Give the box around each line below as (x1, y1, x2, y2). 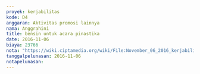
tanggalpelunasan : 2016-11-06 (6, 53, 82, 59)
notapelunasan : (6, 58, 44, 64)
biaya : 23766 (6, 42, 39, 48)
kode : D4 (6, 14, 28, 20)
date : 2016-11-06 (6, 36, 49, 42)
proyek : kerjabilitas (6, 8, 60, 15)
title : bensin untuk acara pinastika (6, 31, 100, 37)
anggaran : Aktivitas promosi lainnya (6, 20, 100, 26)
